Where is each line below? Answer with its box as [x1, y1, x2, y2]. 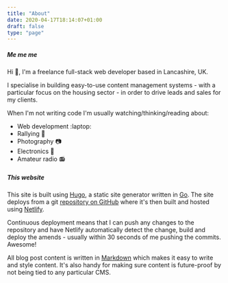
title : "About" [7, 10, 51, 17]
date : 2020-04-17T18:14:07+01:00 [7, 16, 103, 23]
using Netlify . [7, 205, 45, 214]
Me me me [7, 50, 38, 58]
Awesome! [7, 240, 37, 249]
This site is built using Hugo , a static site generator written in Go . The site [7, 190, 214, 199]
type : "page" [7, 29, 45, 36]
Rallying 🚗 [16, 130, 46, 138]
